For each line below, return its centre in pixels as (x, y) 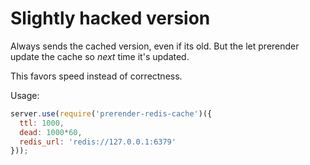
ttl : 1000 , (42, 123)
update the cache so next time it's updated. (100, 56)
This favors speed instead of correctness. (96, 76)
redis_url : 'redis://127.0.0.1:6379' (98, 142)
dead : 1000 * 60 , (51, 132)
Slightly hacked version (110, 18)
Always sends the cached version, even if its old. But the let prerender (155, 46)
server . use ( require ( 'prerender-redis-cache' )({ (111, 113)
